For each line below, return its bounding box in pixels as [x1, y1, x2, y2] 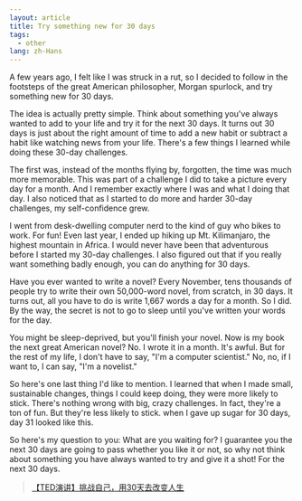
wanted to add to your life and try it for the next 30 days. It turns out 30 [9, 118, 275, 129]
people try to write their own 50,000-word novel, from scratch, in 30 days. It [9, 286, 294, 297]
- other [17, 38, 47, 48]
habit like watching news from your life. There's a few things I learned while [9, 137, 291, 148]
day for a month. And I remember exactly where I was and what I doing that [9, 184, 290, 194]
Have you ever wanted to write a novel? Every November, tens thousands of [9, 277, 292, 288]
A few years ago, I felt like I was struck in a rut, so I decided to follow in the [9, 71, 288, 82]
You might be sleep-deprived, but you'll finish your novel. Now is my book [9, 332, 285, 344]
